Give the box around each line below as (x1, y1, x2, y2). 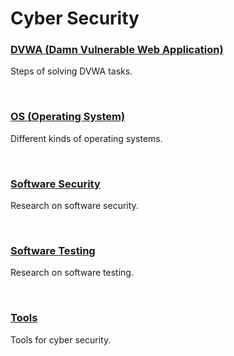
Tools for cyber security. (10, 333, 112, 346)
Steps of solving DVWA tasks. (10, 65, 133, 77)
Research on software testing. (10, 267, 134, 279)
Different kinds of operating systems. (10, 132, 163, 144)
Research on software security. (10, 200, 139, 212)
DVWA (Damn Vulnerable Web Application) (10, 43, 224, 57)
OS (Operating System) (10, 110, 126, 124)
